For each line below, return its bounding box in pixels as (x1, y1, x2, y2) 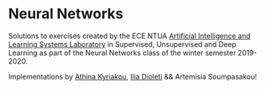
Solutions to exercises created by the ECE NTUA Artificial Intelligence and (8, 31, 251, 41)
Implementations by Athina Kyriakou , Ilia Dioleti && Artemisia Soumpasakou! (8, 72, 258, 81)
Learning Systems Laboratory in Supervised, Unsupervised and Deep (8, 39, 237, 48)
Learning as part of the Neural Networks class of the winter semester (8, 48, 236, 57)
